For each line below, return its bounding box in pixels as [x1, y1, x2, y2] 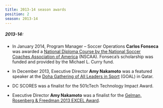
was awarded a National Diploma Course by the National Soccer [12, 49, 141, 54]
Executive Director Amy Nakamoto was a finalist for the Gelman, [12, 92, 142, 98]
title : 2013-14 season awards [5, 7, 67, 12]
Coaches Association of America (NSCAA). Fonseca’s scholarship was [12, 54, 153, 60]
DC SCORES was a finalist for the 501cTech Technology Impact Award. [12, 83, 154, 89]
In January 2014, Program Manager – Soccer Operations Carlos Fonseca [12, 43, 159, 49]
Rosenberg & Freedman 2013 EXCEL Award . [12, 98, 100, 104]
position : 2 [5, 12, 29, 17]
